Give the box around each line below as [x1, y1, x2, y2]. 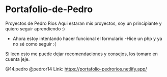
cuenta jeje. [5, 56, 30, 62]
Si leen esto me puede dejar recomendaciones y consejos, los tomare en [5, 51, 158, 57]
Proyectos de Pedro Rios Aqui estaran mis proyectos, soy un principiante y [5, 20, 162, 26]
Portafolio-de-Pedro [5, 4, 93, 15]
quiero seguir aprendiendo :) [5, 25, 65, 31]
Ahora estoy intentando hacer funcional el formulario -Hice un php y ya [12, 35, 162, 42]
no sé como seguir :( [12, 41, 57, 47]
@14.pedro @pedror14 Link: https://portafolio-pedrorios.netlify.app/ [5, 66, 147, 72]
